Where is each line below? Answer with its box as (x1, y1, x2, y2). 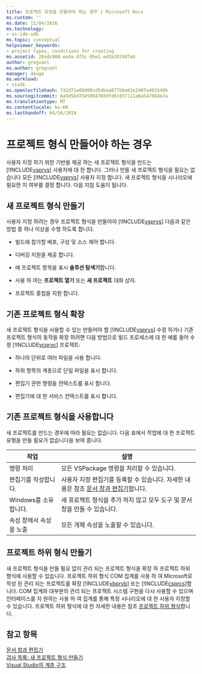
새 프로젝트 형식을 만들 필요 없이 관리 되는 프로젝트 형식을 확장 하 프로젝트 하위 (6, 565, 191, 572)
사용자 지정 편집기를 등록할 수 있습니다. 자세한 (61, 475, 183, 483)
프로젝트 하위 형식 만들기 (6, 547, 92, 558)
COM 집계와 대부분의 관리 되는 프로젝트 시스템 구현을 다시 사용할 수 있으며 (19, 587, 194, 594)
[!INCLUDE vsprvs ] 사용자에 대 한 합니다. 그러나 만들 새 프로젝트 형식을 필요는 (6, 167, 189, 174)
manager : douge (6, 71, 44, 77)
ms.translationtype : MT (6, 98, 66, 104)
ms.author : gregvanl (6, 65, 58, 71)
